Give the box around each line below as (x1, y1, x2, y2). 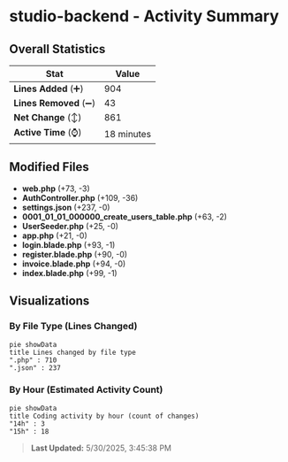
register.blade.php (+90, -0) (21, 249, 128, 259)
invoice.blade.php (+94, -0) (21, 258, 126, 269)
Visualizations (9, 294, 90, 309)
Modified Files (9, 159, 90, 174)
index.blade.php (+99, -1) (21, 267, 117, 278)
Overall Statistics (9, 42, 106, 57)
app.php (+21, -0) (21, 230, 88, 241)
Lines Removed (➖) (13, 97, 95, 109)
